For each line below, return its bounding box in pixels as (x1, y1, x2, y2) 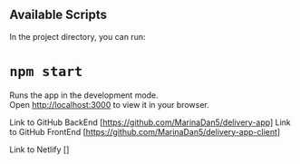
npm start (9, 63, 83, 80)
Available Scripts (9, 7, 107, 23)
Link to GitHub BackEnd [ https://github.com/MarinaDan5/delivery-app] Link (9, 117, 292, 128)
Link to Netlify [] (9, 144, 70, 155)
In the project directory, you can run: (9, 31, 146, 42)
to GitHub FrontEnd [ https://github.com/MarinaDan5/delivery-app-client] (9, 126, 281, 137)
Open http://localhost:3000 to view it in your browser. (9, 99, 210, 110)
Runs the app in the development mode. (9, 90, 159, 101)
